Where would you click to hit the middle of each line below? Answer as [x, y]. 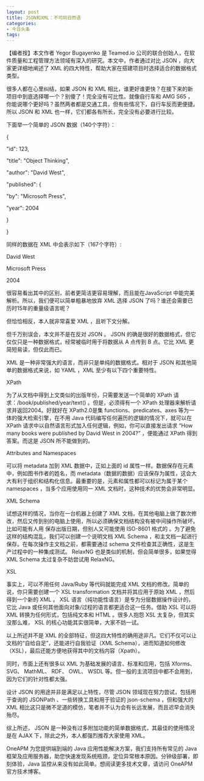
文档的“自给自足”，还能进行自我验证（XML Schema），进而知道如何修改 [96, 643]
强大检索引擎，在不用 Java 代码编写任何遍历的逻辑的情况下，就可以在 [104, 418]
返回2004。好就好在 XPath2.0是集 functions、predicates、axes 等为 [103, 410]
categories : [21, 23]
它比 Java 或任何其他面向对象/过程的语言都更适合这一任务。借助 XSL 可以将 [101, 607]
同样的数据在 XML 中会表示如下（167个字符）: [64, 245]
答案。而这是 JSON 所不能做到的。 [50, 441]
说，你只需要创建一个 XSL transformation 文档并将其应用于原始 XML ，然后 [100, 592]
